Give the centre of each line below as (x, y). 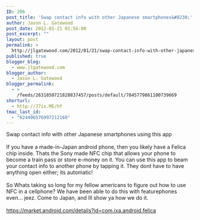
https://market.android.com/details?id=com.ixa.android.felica (81, 210)
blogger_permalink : (30, 84)
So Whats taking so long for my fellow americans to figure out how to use (96, 185)
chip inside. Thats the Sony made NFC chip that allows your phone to (91, 154)
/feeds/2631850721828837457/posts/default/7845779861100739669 (97, 95)
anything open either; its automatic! (50, 172)
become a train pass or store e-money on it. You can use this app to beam (97, 160)
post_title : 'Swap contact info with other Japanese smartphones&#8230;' (100, 17)
